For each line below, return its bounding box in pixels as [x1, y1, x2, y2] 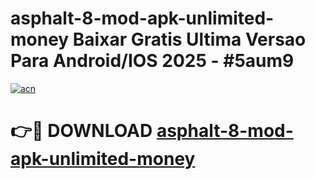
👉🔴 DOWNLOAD [10, 120, 153, 142]
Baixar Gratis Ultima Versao [72, 28, 307, 51]
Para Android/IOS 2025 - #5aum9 [10, 50, 295, 72]
